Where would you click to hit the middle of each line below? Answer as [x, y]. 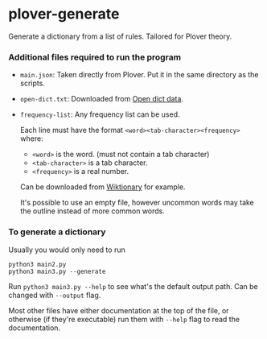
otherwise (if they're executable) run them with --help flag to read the [124, 319]
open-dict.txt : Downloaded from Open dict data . [101, 99]
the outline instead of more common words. [92, 211]
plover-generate [64, 14]
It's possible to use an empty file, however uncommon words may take [137, 203]
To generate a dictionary [57, 232]
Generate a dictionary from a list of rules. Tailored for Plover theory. [120, 36]
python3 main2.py [37, 264]
